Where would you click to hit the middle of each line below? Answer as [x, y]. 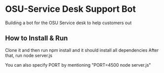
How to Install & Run [37, 38]
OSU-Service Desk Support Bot [70, 9]
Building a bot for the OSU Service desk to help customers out [68, 23]
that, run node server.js [29, 55]
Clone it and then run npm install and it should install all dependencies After [82, 50]
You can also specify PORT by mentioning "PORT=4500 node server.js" [78, 65]
